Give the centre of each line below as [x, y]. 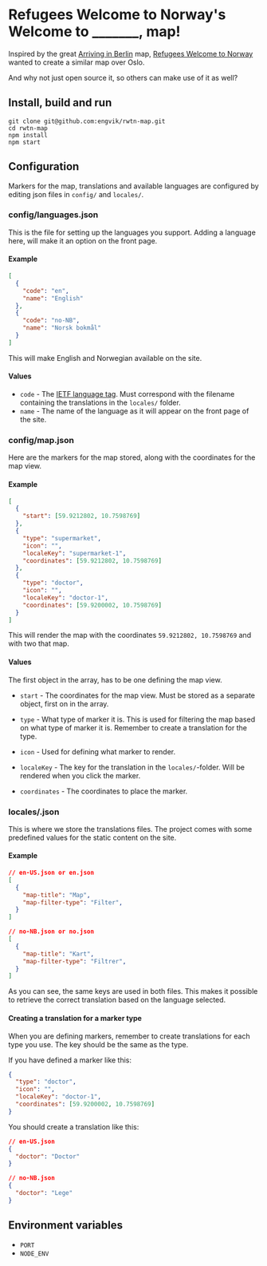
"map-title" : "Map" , [57, 895]
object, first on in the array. [64, 703]
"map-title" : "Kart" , [58, 954]
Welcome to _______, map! [94, 32]
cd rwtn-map [28, 128]
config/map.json [41, 440]
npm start [25, 142]
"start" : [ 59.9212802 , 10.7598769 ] [82, 516]
